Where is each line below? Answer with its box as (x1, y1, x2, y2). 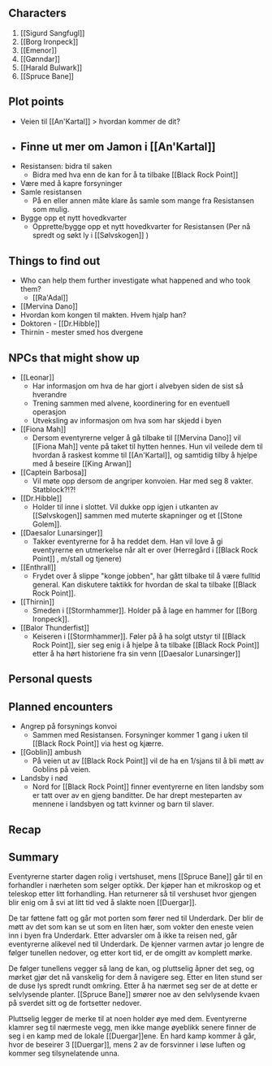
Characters (8, 6, 67, 20)
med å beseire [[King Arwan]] (32, 459, 132, 469)
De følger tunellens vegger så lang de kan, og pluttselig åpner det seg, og (8, 964, 254, 973)
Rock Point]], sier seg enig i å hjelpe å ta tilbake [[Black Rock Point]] (32, 640, 260, 650)
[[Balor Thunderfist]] (19, 623, 89, 633)
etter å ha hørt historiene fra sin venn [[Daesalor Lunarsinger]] (32, 649, 241, 659)
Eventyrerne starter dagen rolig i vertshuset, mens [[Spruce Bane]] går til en (8, 872, 263, 882)
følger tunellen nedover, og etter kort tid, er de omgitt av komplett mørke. (8, 948, 253, 958)
